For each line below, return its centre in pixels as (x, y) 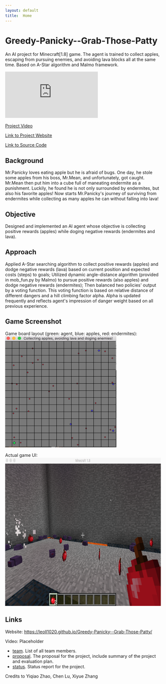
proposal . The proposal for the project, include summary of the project (84, 656)
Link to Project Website (29, 135)
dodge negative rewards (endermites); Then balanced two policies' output (81, 285)
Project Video (19, 126)
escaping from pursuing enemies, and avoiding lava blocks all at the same (80, 60)
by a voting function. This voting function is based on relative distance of (79, 290)
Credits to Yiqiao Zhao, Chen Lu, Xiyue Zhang (51, 676)
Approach (21, 252)
